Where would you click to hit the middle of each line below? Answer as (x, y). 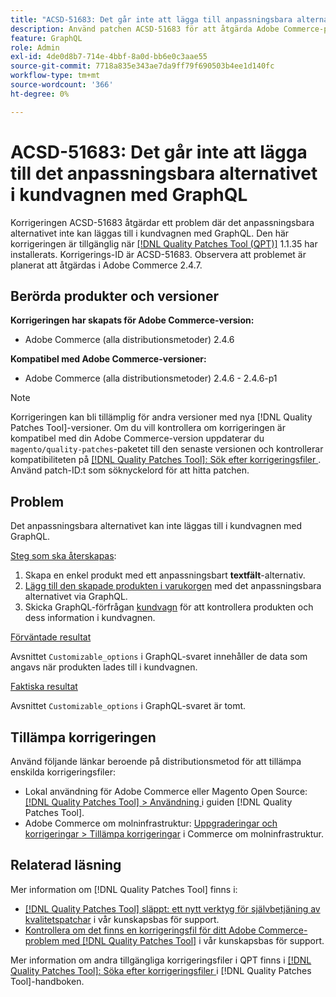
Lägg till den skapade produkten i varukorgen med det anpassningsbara (173, 586)
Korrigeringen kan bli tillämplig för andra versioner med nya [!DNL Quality (161, 417)
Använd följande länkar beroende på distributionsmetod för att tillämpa (156, 761)
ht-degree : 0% (40, 94)
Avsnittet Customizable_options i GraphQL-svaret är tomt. (128, 706)
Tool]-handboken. (47, 981)
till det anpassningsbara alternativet (164, 173)
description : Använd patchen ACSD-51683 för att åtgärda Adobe (145, 29)
